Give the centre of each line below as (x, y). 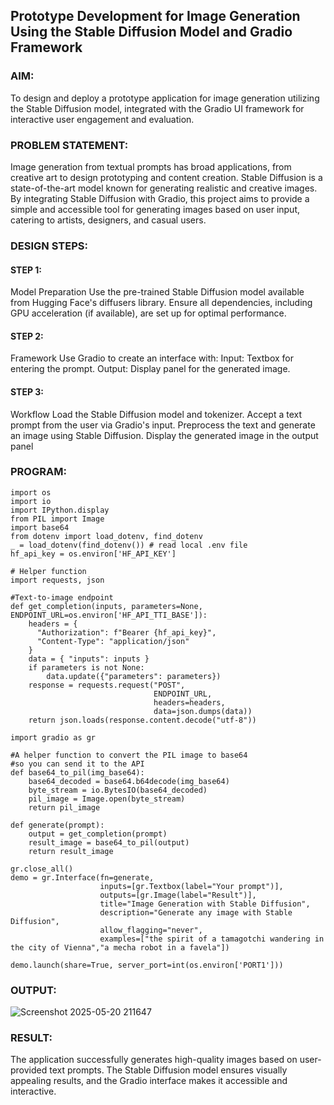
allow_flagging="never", (151, 930)
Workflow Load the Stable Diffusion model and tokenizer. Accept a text (156, 414)
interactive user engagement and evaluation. (102, 119)
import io (31, 501)
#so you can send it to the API (77, 764)
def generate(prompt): (57, 825)
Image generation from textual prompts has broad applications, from (151, 166)
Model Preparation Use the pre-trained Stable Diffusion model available (157, 292)
